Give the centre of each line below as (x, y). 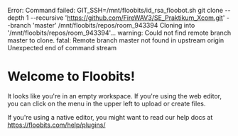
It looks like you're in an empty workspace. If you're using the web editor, (115, 96)
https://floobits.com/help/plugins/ (56, 125)
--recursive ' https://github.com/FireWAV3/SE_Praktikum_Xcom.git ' (128, 18)
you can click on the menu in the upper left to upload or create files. (107, 103)
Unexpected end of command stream (62, 48)
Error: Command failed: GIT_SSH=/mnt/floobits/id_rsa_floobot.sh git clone (115, 10)
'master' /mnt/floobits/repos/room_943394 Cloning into (114, 25)
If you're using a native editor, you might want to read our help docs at (110, 117)
